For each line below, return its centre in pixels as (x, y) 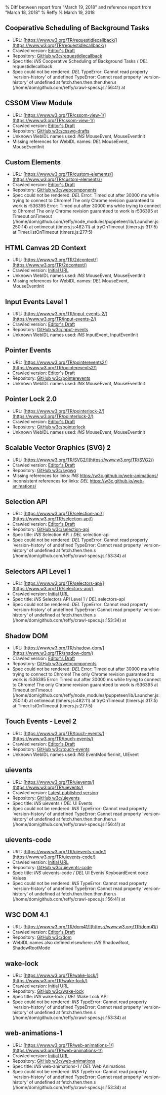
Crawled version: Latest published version (55, 792)
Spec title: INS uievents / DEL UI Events (52, 803)
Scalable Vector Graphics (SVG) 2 (58, 448)
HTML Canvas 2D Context (46, 248)
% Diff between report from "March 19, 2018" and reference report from (78, 7)
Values (19, 878)
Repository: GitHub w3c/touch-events (51, 749)
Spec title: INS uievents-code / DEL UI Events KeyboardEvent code (80, 873)
